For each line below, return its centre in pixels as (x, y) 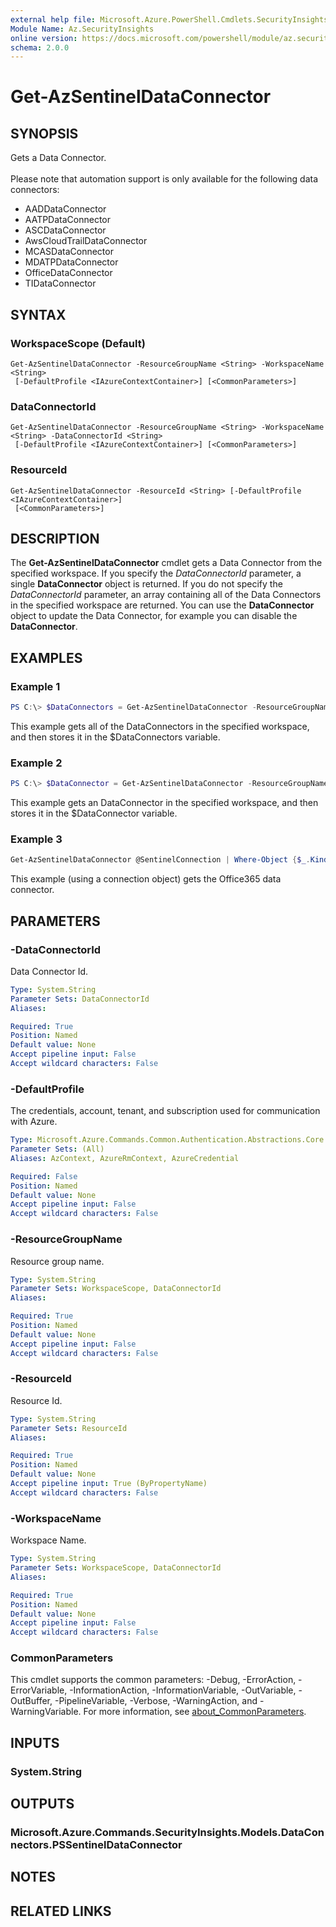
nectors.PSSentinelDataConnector (96, 1845)
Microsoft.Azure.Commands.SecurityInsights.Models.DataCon (167, 1833)
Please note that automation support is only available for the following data (164, 179)
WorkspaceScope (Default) (78, 343)
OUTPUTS (42, 1804)
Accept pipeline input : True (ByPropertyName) (109, 1484)
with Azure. (34, 1122)
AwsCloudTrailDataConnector (86, 241)
